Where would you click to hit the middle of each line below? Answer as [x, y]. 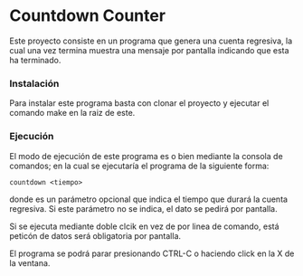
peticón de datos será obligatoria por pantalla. [95, 235]
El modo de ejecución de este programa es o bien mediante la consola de [146, 156]
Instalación [34, 83]
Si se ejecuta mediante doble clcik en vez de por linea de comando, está [144, 226]
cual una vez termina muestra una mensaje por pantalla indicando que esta [149, 50]
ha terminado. [35, 60]
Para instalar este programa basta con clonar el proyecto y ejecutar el [139, 103]
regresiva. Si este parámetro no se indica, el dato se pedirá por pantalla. [143, 208]
